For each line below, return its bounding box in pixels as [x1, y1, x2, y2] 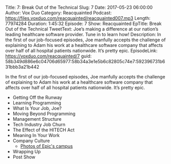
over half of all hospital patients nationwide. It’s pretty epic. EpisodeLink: [5, 48, 158, 53]
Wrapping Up [12, 149, 41, 154]
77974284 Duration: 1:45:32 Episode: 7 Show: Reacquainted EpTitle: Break [5, 20, 162, 26]
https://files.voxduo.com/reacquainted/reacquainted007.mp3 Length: [5, 15, 151, 21]
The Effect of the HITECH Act [12, 127, 75, 133]
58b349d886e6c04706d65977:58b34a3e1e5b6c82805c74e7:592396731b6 [5, 59, 165, 64]
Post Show [12, 154, 36, 160]
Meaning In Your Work [12, 132, 60, 138]
